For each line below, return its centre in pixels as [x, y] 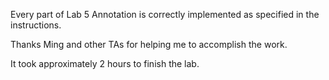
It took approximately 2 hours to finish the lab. [105, 63]
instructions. [36, 25]
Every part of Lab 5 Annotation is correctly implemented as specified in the [165, 14]
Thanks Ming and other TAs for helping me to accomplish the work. [149, 44]
